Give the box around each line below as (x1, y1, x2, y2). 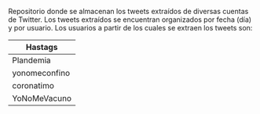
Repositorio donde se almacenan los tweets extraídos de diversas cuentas (8, 7, 249, 16)
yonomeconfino (12, 68, 71, 78)
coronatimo (12, 80, 55, 91)
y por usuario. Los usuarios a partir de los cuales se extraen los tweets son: (8, 23, 253, 32)
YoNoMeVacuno (12, 93, 72, 104)
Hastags (26, 42, 58, 52)
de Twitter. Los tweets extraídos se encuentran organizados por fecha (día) (8, 15, 252, 24)
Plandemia (12, 55, 51, 66)
